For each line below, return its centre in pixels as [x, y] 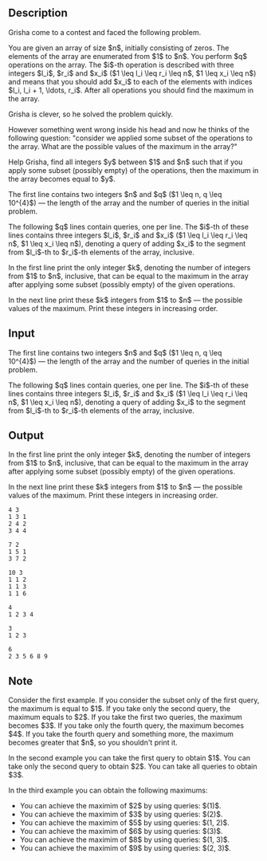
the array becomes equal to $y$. [62, 179]
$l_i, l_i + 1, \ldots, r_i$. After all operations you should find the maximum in [131, 90]
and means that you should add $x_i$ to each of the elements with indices [130, 81]
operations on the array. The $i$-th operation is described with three [121, 65]
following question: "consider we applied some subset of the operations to [131, 138]
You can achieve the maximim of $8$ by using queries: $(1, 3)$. [125, 839]
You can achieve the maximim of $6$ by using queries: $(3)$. [121, 832]
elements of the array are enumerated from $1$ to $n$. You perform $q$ [128, 56]
